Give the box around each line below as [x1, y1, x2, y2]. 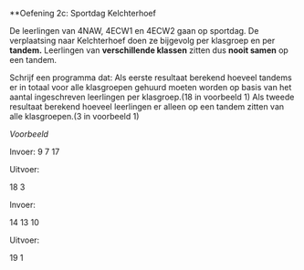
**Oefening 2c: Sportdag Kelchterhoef [9, 8, 157, 18]
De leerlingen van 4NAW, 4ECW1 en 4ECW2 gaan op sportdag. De [9, 26, 259, 36]
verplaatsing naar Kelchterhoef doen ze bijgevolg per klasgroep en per [9, 36, 276, 46]
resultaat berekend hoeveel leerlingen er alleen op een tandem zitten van [9, 101, 285, 112]
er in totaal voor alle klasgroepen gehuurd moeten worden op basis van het [9, 82, 292, 92]
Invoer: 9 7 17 [9, 146, 60, 157]
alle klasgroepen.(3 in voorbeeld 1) [9, 111, 140, 121]
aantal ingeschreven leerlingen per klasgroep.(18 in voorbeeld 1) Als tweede [9, 91, 295, 102]
